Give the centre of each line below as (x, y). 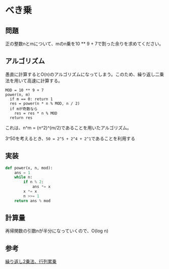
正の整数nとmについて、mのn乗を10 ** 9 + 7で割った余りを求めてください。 (84, 44)
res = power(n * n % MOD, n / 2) (45, 103)
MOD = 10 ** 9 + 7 (24, 90)
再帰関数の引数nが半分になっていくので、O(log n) (57, 231)
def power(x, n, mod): (29, 168)
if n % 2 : (34, 182)
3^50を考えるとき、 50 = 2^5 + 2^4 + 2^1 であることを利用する (70, 138)
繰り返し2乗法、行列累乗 (31, 261)
